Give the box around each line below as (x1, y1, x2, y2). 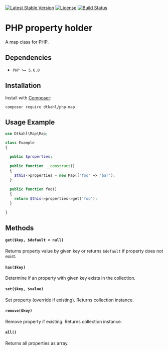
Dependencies (5, 53, 52, 62)
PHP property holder (5, 23, 93, 34)
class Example (5, 141, 35, 146)
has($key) (5, 265, 26, 270)
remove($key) (5, 308, 33, 313)
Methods (5, 223, 34, 232)
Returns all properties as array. (5, 340, 69, 346)
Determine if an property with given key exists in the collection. (5, 275, 136, 281)
